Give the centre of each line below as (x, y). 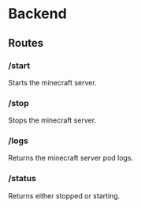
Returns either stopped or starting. (64, 195)
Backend (37, 14)
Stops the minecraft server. (52, 120)
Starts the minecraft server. (52, 82)
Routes (26, 43)
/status (22, 179)
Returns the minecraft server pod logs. (71, 158)
